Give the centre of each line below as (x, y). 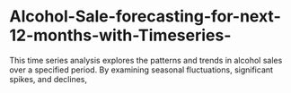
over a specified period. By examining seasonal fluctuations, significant (141, 70)
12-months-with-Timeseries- (120, 35)
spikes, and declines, (48, 79)
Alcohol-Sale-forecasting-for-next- (145, 17)
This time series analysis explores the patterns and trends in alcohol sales (146, 60)
